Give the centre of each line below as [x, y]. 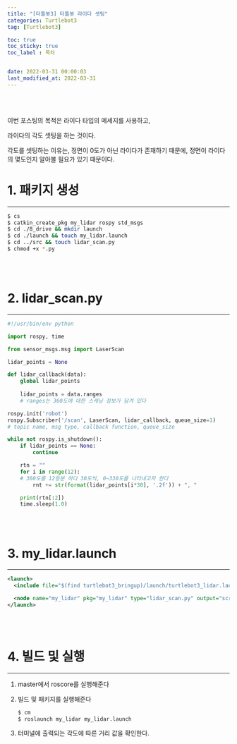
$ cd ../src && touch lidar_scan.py [61, 243]
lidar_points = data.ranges [61, 394]
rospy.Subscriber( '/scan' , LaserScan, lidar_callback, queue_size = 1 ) [112, 420]
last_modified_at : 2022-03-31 [52, 78]
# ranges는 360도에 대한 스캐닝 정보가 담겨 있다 [83, 401]
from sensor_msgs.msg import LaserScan [66, 349]
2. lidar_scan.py [55, 299]
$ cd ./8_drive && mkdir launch [55, 229]
